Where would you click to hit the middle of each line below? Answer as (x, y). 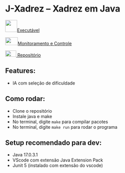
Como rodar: (25, 99)
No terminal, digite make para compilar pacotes (60, 122)
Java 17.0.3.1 (25, 155)
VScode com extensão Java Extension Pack (58, 160)
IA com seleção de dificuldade (44, 83)
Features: (20, 71)
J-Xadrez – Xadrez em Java (63, 9)
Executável (28, 30)
